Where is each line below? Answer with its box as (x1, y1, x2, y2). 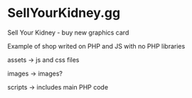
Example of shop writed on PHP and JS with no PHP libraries (7, 42, 186, 50)
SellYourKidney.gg (7, 5, 121, 21)
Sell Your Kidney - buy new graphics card (7, 28, 129, 37)
